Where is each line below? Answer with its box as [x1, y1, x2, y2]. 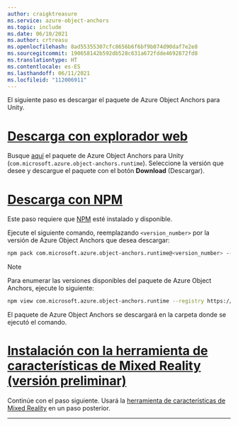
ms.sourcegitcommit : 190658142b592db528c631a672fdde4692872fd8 [7, 50, 198, 57]
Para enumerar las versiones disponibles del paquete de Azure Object [7, 276, 212, 285]
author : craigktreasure [7, 10, 78, 18]
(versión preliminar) [7, 373, 127, 389]
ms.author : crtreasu [7, 37, 69, 44]
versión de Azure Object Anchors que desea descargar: [7, 236, 170, 245]
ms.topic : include [7, 23, 62, 30]
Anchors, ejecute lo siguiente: [7, 284, 94, 293]
